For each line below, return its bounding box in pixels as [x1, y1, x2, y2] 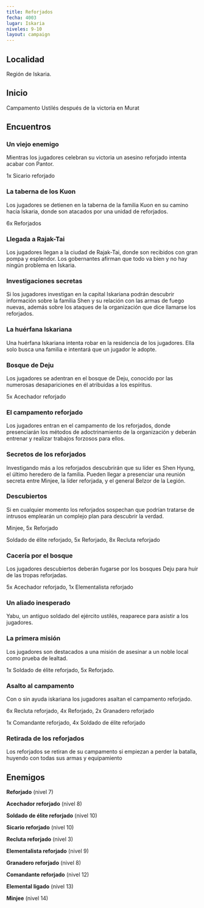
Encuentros [6, 122, 52, 132]
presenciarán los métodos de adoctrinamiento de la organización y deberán [6, 428, 197, 436]
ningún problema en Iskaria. [6, 261, 76, 269]
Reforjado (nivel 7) [6, 789, 54, 796]
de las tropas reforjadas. [6, 572, 68, 579]
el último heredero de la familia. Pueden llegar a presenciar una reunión [6, 470, 186, 478]
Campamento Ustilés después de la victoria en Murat [6, 104, 140, 112]
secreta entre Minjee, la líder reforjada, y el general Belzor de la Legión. [6, 477, 186, 484]
